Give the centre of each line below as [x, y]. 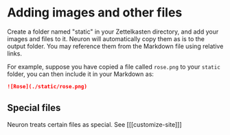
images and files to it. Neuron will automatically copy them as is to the [106, 38]
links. [15, 53]
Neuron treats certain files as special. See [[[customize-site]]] [94, 124]
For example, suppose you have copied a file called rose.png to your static [114, 66]
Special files [34, 108]
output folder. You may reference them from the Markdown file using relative [115, 46]
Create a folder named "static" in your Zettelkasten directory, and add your [113, 32]
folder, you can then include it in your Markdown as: [81, 74]
